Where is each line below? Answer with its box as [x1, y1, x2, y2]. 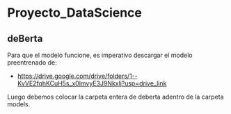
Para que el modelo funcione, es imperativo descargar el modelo [7, 51, 193, 59]
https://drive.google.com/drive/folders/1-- [17, 72, 138, 80]
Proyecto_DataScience [7, 5, 143, 21]
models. [7, 100, 31, 108]
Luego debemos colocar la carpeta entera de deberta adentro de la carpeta [7, 92, 224, 101]
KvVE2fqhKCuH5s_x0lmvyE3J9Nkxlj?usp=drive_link [17, 79, 167, 88]
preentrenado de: [7, 58, 57, 67]
